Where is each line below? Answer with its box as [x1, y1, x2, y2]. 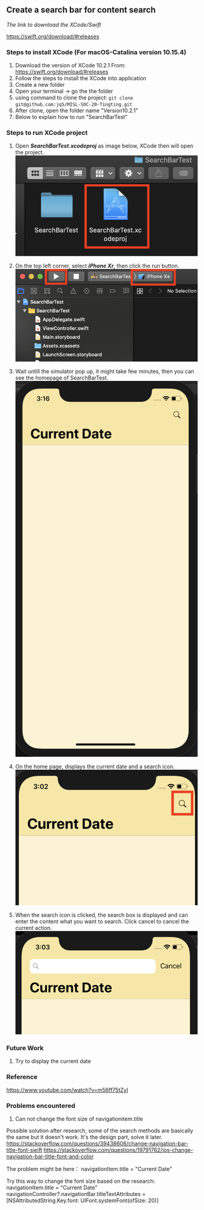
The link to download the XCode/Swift [6, 21, 101, 28]
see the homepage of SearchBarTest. [15, 374, 109, 381]
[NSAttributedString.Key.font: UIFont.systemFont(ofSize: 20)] [6, 1197, 159, 1205]
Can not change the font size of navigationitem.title [15, 1115, 143, 1123]
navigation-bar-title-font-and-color [6, 1153, 94, 1160]
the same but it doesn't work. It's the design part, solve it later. [6, 1133, 163, 1141]
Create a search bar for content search [6, 5, 156, 15]
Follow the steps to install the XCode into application [15, 75, 147, 82]
